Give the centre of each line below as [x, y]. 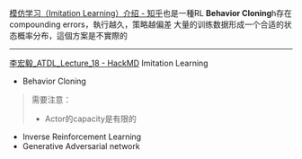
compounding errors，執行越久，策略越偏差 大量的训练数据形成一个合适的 [147, 24]
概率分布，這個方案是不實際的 [72, 35]
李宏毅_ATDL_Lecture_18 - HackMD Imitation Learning [109, 63]
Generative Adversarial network [81, 146]
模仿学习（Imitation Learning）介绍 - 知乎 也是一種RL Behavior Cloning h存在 [151, 13]
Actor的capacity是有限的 [91, 119]
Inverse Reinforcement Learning [82, 137]
